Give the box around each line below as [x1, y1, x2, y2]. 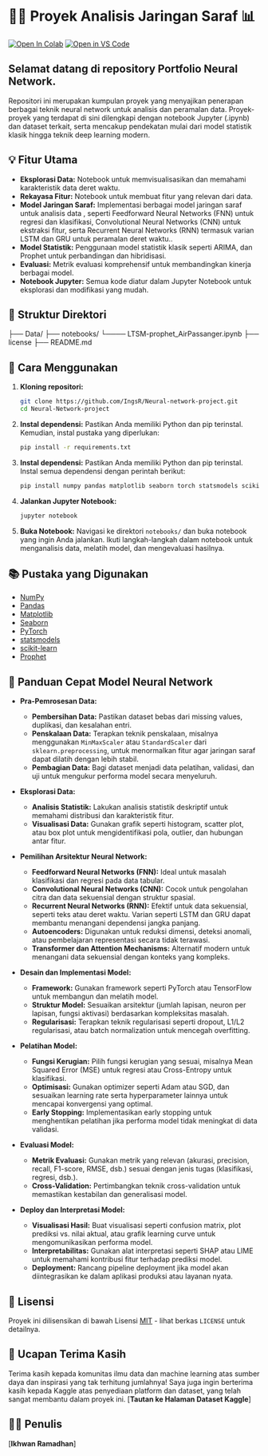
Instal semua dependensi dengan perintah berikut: [19, 466, 186, 476]
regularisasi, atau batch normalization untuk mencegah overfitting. [31, 1026, 250, 1035]
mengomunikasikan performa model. [31, 1238, 153, 1247]
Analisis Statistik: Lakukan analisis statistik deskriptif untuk [31, 802, 229, 812]
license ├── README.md [8, 337, 93, 347]
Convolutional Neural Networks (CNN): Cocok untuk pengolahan [31, 884, 249, 894]
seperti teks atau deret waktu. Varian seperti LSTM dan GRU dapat [31, 910, 251, 919]
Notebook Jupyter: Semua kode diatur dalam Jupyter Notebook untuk [19, 276, 252, 285]
